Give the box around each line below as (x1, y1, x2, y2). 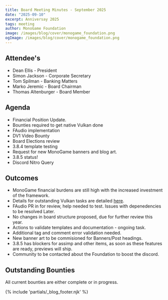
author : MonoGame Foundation (5, 26, 66, 31)
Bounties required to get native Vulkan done (12, 122, 103, 128)
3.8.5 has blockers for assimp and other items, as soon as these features (12, 241, 162, 247)
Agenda (5, 104, 30, 112)
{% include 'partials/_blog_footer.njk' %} (5, 289, 88, 295)
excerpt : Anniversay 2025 (5, 17, 59, 22)
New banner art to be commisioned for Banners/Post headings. (12, 235, 143, 241)
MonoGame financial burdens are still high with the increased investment (12, 187, 163, 193)
